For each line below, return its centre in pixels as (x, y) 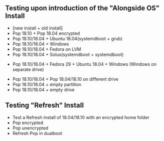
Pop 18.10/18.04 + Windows (40, 44)
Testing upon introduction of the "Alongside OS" (82, 8)
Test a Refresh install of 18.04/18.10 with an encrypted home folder (81, 117)
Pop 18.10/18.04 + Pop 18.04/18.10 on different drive (65, 79)
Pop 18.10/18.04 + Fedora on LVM (47, 49)
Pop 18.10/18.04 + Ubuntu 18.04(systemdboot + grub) (67, 38)
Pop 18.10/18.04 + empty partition (47, 84)
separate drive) (28, 69)
